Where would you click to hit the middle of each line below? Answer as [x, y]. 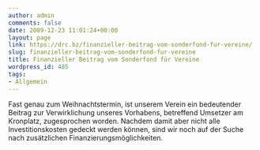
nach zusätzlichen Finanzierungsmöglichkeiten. [86, 137]
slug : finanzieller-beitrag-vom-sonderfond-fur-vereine [102, 52]
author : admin [32, 15]
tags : [17, 74]
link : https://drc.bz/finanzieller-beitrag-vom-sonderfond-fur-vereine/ [130, 45]
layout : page [30, 37]
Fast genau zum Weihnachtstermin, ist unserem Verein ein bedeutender [125, 104]
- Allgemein [28, 81]
